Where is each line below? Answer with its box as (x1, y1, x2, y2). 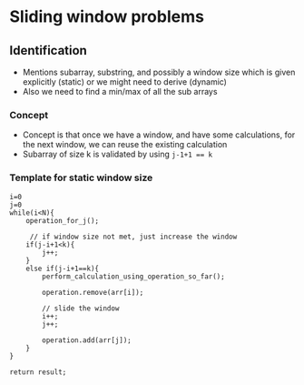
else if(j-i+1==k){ (25, 264, 100, 273)
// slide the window (42, 303, 120, 313)
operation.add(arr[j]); (42, 335, 132, 345)
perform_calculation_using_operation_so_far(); (42, 271, 225, 281)
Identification (9, 43, 88, 58)
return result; (9, 367, 67, 377)
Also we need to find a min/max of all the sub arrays (22, 86, 218, 96)
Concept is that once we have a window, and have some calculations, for (22, 129, 296, 140)
